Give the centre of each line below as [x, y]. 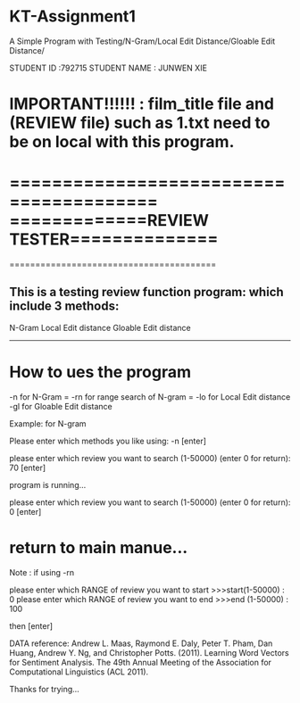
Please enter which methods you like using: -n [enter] [108, 441]
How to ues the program [100, 372]
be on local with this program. [122, 142]
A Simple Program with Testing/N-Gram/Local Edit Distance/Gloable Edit [142, 41]
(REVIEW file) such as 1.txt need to [140, 123]
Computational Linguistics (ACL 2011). [79, 672]
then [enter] [31, 625]
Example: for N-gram [48, 423]
